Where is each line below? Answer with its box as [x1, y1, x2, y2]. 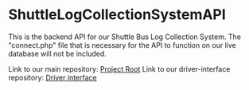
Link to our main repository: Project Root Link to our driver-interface [8, 64, 231, 73]
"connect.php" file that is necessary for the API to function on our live [8, 40, 236, 49]
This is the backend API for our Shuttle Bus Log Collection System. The [8, 32, 241, 41]
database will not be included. [8, 49, 107, 58]
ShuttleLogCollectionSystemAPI [8, 6, 227, 24]
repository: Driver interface [8, 72, 97, 82]
